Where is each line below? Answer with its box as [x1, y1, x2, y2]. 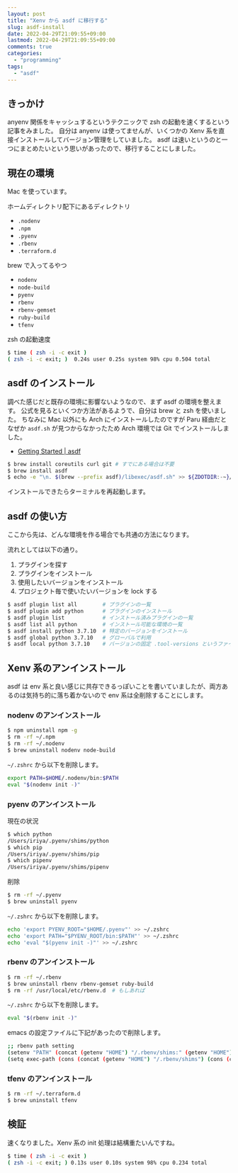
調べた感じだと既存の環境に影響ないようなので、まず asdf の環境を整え [7, 397, 216, 406]
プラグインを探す [17, 560, 68, 569]
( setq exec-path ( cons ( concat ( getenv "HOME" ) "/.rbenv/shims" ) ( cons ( [7, 1056, 230, 1063]
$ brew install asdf [7, 467, 69, 475]
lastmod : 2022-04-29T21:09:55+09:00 [7, 37, 115, 44]
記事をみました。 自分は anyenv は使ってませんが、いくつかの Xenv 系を [7, 127, 219, 135]
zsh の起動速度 [7, 335, 51, 344]
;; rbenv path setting [7, 1043, 74, 1050]
